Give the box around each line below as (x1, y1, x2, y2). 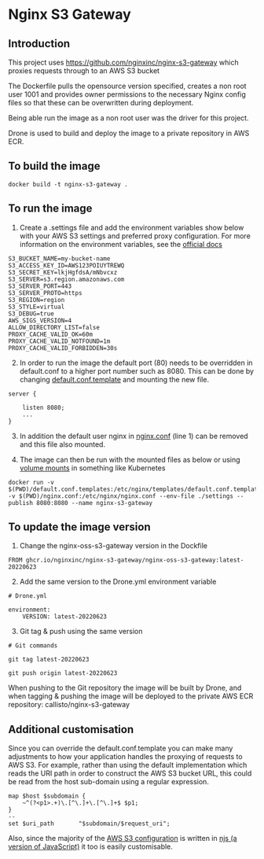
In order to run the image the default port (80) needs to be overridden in (19, 358, 253, 367)
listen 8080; (22, 404, 65, 411)
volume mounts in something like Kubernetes (19, 463, 166, 473)
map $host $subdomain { (8, 792, 86, 800)
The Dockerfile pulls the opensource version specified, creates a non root (8, 81, 247, 90)
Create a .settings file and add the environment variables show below (19, 223, 244, 232)
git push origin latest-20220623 (8, 669, 118, 677)
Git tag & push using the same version (19, 627, 143, 636)
